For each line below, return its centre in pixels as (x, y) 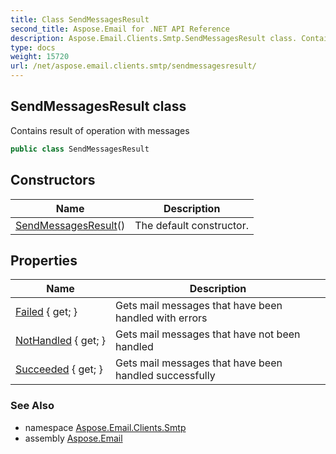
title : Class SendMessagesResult (80, 19)
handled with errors (161, 318)
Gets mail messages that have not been (208, 334)
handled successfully (165, 376)
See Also (32, 406)
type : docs (33, 47)
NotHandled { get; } (61, 341)
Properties (44, 260)
